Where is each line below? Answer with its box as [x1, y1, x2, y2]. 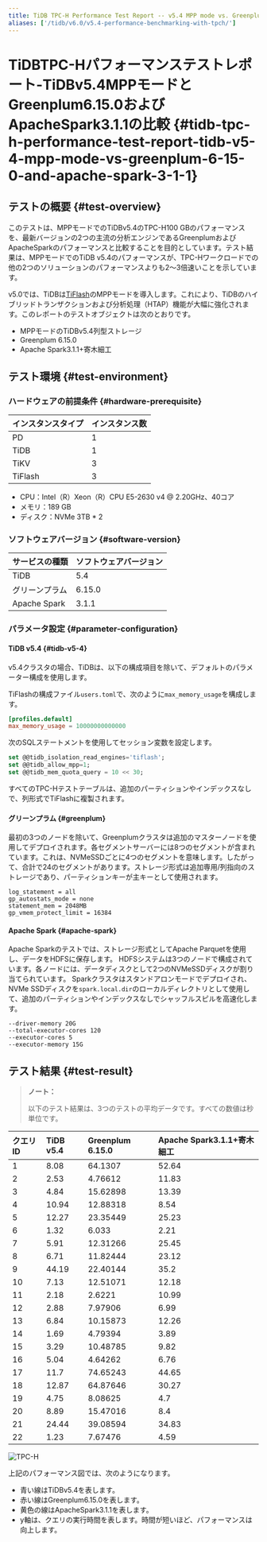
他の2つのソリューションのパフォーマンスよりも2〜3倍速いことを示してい [8, 262, 250, 272]
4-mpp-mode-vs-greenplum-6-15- [8, 149, 246, 168]
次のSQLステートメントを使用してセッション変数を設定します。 [8, 738, 216, 747]
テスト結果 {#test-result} [8, 1064, 133, 1078]
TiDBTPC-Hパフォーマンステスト [8, 56, 225, 74]
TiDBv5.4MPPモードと [42, 76, 193, 94]
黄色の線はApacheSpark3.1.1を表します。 [19, 1505, 153, 1515]
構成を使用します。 [29, 672, 91, 682]
